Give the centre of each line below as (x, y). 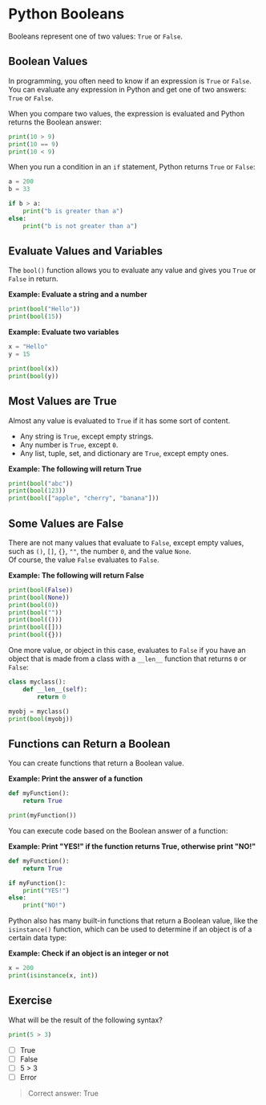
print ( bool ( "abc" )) (41, 483)
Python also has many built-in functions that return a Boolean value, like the (133, 921)
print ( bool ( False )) (41, 590)
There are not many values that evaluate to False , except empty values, (126, 542)
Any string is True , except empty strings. (87, 436)
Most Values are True (63, 401)
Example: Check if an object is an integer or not (89, 953)
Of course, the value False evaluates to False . (84, 560)
